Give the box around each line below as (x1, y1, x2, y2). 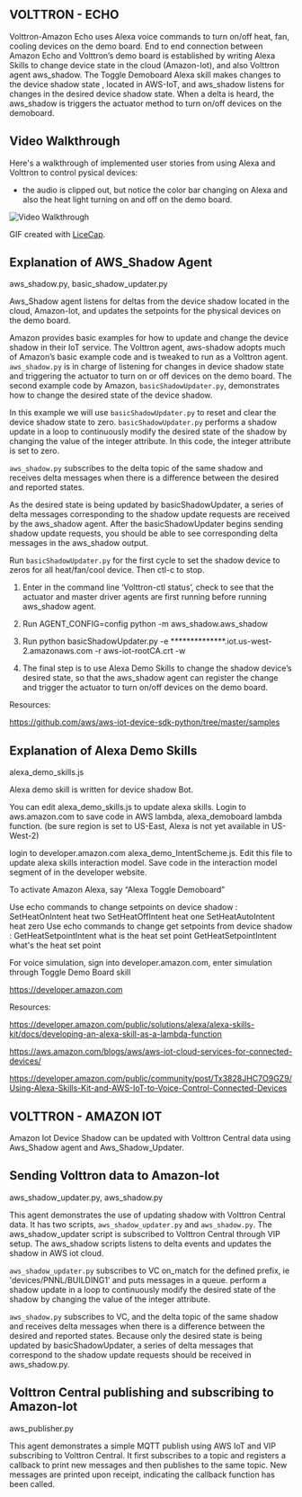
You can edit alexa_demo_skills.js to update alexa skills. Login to (9, 802, 247, 813)
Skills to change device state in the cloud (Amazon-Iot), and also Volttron (9, 59, 280, 70)
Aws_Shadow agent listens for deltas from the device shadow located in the (9, 296, 290, 307)
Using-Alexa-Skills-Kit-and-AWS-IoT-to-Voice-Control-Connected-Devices (9, 1083, 288, 1093)
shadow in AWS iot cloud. (9, 1247, 104, 1258)
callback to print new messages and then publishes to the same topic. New (9, 1459, 288, 1470)
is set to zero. (9, 445, 60, 457)
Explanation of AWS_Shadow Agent (9, 255, 213, 271)
